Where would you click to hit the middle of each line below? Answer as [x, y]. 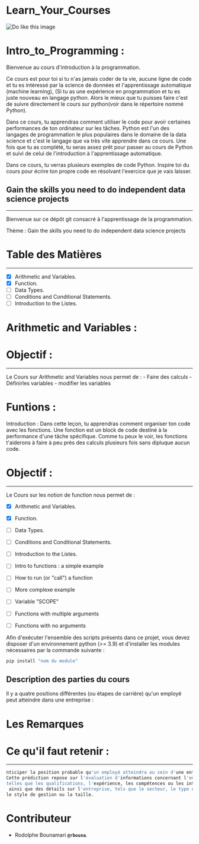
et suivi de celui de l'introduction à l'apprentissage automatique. [84, 153]
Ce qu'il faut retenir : [58, 751]
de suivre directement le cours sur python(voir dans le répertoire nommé [95, 104]
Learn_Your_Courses [58, 10]
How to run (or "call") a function [54, 578]
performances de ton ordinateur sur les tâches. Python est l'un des [88, 128]
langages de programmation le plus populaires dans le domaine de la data [96, 134]
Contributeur [39, 818]
